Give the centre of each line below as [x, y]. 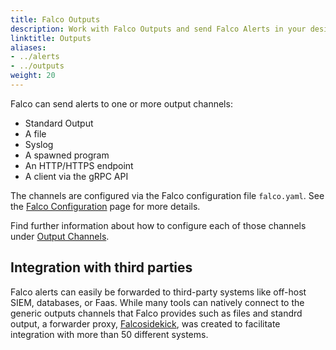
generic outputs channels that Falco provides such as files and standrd [156, 313]
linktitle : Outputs [51, 38]
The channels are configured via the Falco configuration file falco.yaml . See [167, 195]
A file [35, 133]
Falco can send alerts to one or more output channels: [121, 103]
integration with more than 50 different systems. [109, 334]
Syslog [39, 144]
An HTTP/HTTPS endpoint [79, 165]
